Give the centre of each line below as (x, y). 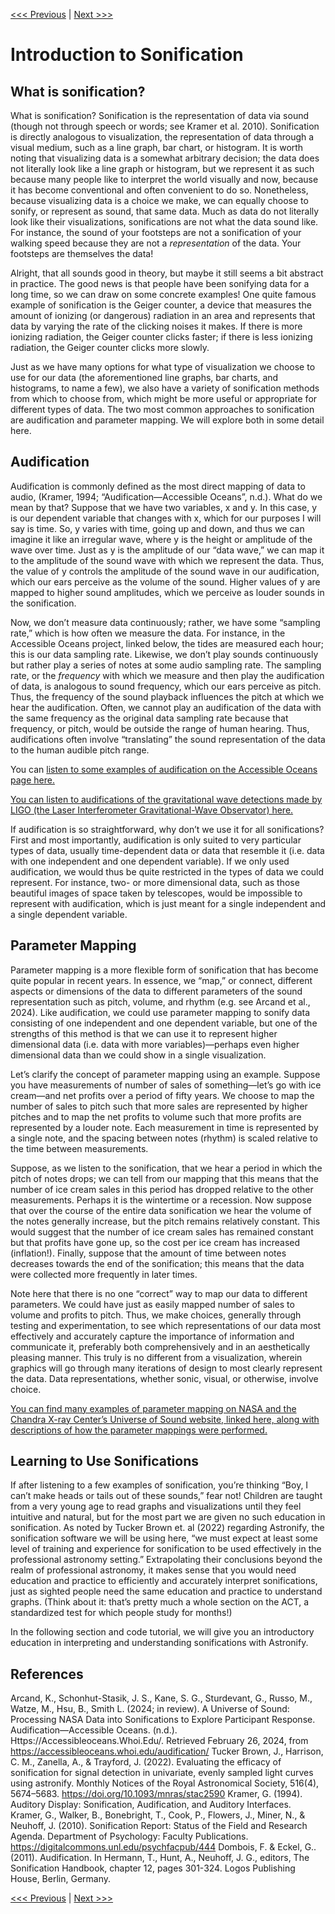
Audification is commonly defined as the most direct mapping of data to (158, 486)
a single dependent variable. (69, 914)
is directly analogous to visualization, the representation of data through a (162, 137)
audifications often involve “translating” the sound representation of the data (168, 739)
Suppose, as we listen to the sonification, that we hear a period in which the (166, 1168)
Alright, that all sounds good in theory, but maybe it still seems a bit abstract (167, 273)
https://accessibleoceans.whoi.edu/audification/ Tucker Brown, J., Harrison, (167, 1751)
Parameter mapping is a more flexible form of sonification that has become (164, 970)
